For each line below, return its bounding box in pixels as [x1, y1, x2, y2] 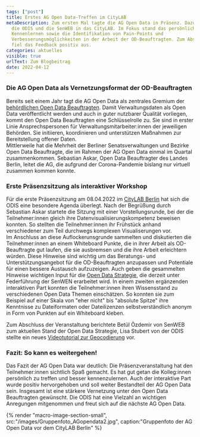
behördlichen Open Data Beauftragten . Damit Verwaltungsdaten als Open [6, 104, 186, 111]
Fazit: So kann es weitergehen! [6, 348, 98, 357]
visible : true [6, 53, 42, 59]
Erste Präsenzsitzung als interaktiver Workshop [6, 182, 148, 190]
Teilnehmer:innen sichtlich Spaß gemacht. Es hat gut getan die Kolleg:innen [6, 368, 192, 376]
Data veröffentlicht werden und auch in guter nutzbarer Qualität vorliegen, [6, 110, 187, 117]
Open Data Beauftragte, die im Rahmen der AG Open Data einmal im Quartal [6, 148, 192, 155]
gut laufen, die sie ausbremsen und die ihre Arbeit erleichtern [36, 246, 187, 253]
